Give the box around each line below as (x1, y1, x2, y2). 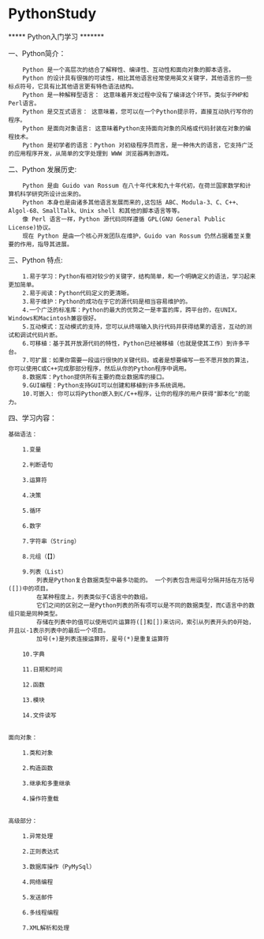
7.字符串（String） (22, 537, 80, 545)
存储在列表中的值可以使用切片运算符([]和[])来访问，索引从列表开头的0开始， (36, 618, 255, 626)
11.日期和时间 (22, 665, 63, 673)
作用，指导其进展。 (19, 240, 73, 249)
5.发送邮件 (22, 893, 54, 901)
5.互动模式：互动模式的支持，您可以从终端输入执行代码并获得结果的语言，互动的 (22, 323, 247, 331)
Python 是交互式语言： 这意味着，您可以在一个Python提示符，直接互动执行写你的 (22, 107, 254, 115)
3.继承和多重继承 (22, 779, 71, 787)
